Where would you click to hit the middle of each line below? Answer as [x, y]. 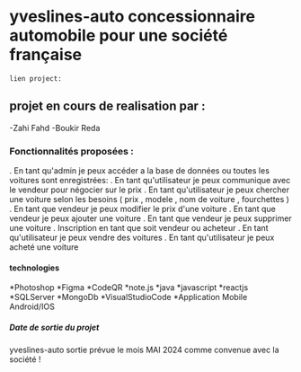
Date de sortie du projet [54, 327]
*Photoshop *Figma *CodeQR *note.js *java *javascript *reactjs [129, 288]
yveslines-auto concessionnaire [133, 17]
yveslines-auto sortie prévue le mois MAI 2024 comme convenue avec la [145, 350]
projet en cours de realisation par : [107, 106]
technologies [35, 268]
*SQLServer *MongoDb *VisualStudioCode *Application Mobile [128, 297]
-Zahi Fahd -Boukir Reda [55, 128]
